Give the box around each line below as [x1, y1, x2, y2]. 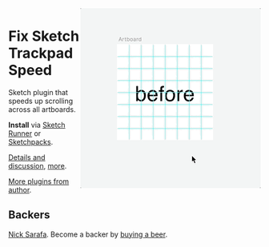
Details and [8, 152, 46, 162]
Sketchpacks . [8, 137, 54, 146]
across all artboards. [8, 104, 76, 114]
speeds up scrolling [8, 96, 74, 106]
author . [8, 185, 32, 194]
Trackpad [8, 44, 74, 62]
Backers [8, 208, 50, 222]
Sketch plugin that [8, 87, 68, 97]
